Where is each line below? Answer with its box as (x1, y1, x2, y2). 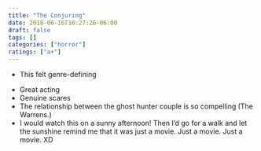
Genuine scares (19, 94, 71, 102)
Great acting (19, 85, 61, 94)
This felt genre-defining (19, 70, 97, 79)
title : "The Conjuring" (8, 11, 86, 20)
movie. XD (19, 135, 53, 144)
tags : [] (8, 33, 37, 42)
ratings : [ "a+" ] (8, 48, 61, 56)
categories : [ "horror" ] (8, 41, 86, 49)
